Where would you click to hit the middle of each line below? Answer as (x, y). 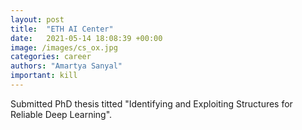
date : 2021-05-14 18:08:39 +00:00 (86, 38)
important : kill (44, 76)
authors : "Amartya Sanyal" (66, 66)
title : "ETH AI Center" (62, 29)
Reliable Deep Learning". (61, 114)
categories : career (51, 57)
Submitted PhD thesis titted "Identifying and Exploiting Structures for (151, 103)
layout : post (37, 19)
